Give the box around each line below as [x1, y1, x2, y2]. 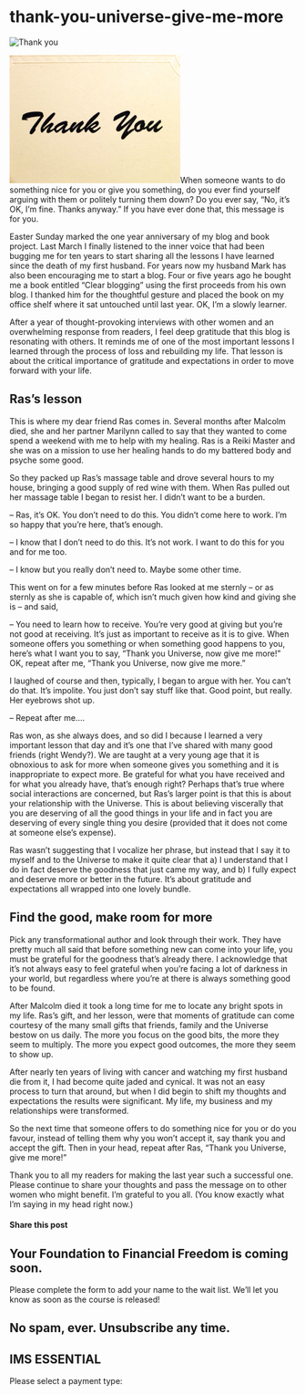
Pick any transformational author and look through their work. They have [9, 933, 282, 945]
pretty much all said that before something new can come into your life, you [9, 943, 293, 954]
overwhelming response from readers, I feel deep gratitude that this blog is [9, 326, 290, 337]
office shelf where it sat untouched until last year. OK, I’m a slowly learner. [9, 298, 288, 309]
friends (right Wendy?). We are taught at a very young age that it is [9, 749, 259, 760]
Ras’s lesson [9, 391, 83, 407]
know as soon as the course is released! [9, 1294, 161, 1305]
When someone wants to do [180, 174, 286, 185]
